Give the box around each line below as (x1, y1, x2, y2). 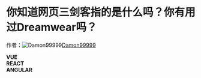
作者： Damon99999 (6, 41, 96, 49)
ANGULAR (6, 66, 33, 73)
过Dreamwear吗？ (6, 20, 97, 34)
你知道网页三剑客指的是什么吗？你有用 (6, 5, 196, 19)
